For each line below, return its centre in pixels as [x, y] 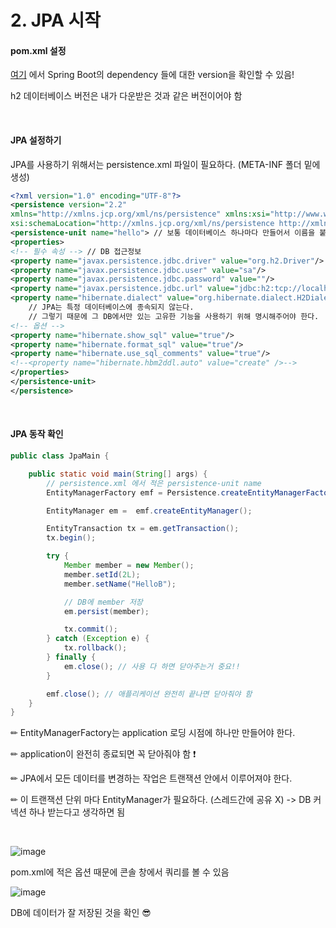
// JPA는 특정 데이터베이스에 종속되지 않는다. [111, 307]
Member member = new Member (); [129, 566]
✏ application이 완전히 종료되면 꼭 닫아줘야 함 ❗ [103, 754]
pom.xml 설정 [38, 50]
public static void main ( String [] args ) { [118, 474]
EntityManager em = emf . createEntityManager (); [149, 511]
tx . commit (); [90, 629]
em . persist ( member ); [106, 611]
